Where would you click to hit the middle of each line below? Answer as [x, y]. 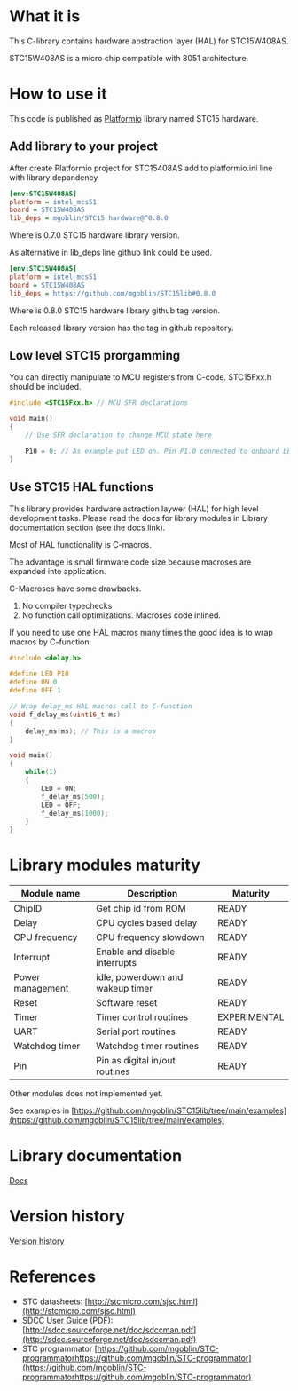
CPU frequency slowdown [150, 937]
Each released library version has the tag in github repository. [122, 328]
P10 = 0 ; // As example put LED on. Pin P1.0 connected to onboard [152, 451]
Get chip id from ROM [141, 909]
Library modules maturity [105, 865]
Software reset [127, 1003]
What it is [45, 16]
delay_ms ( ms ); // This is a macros [91, 731]
